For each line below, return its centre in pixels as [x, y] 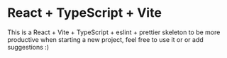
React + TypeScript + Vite [84, 13]
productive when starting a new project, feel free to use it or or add [105, 39]
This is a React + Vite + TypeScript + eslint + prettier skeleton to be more [114, 32]
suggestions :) [28, 47]
